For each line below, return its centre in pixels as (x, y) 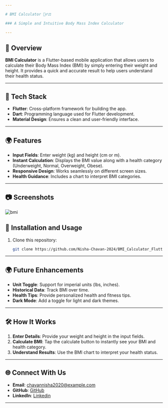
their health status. (24, 76)
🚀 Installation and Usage (44, 228)
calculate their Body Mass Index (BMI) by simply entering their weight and (81, 65)
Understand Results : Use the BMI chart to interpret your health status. (85, 352)
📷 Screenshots (29, 197)
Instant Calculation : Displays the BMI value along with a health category (87, 160)
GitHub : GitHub (28, 390)
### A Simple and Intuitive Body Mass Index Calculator (64, 23)
